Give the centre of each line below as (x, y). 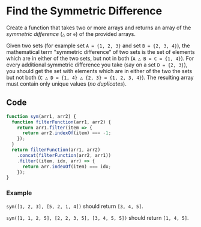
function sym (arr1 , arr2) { (41, 116)
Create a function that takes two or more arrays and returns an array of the (99, 28)
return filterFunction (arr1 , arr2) (56, 150)
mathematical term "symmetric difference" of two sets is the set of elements (100, 52)
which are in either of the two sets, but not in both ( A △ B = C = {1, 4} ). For (100, 58)
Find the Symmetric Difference (84, 11)
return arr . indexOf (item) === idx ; (67, 167)
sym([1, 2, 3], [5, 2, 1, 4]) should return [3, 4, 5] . (75, 206)
